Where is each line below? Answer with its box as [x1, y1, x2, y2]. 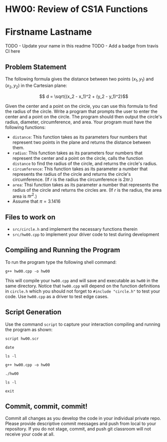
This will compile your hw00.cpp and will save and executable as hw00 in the [5, 277, 159, 283]
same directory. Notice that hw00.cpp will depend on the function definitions [5, 283, 161, 289]
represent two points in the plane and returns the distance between [12, 139, 151, 145]
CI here [5, 48, 20, 54]
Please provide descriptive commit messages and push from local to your [5, 421, 157, 427]
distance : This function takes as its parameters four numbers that [12, 134, 147, 140]
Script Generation [5, 308, 61, 317]
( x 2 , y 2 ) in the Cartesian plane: [5, 82, 67, 89]
